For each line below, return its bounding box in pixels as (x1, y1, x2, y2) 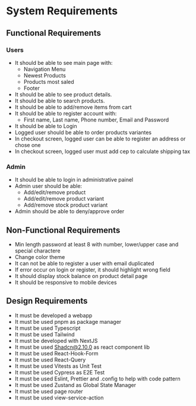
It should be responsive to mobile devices (14, 279, 117, 286)
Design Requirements (6, 296, 88, 306)
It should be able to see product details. (14, 90, 112, 98)
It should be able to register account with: (14, 110, 117, 117)
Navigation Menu (23, 65, 66, 73)
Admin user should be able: (14, 183, 82, 190)
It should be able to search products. (14, 97, 105, 104)
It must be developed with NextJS (14, 337, 98, 344)
